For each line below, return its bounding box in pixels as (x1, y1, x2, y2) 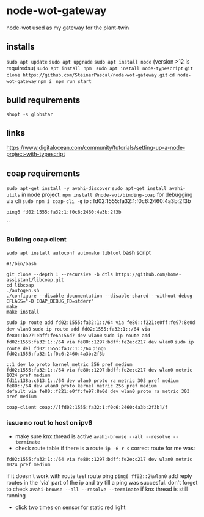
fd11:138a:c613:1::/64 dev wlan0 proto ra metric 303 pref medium (6, 378, 179, 384)
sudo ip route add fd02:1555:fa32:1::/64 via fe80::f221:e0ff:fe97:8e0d (6, 320, 195, 326)
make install (6, 309, 40, 315)
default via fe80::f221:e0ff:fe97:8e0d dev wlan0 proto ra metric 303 (6, 389, 190, 395)
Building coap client (6, 235, 67, 244)
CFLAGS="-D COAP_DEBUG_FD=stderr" (6, 298, 95, 304)
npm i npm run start (37, 78, 92, 84)
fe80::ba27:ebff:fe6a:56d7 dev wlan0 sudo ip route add (6, 332, 151, 339)
